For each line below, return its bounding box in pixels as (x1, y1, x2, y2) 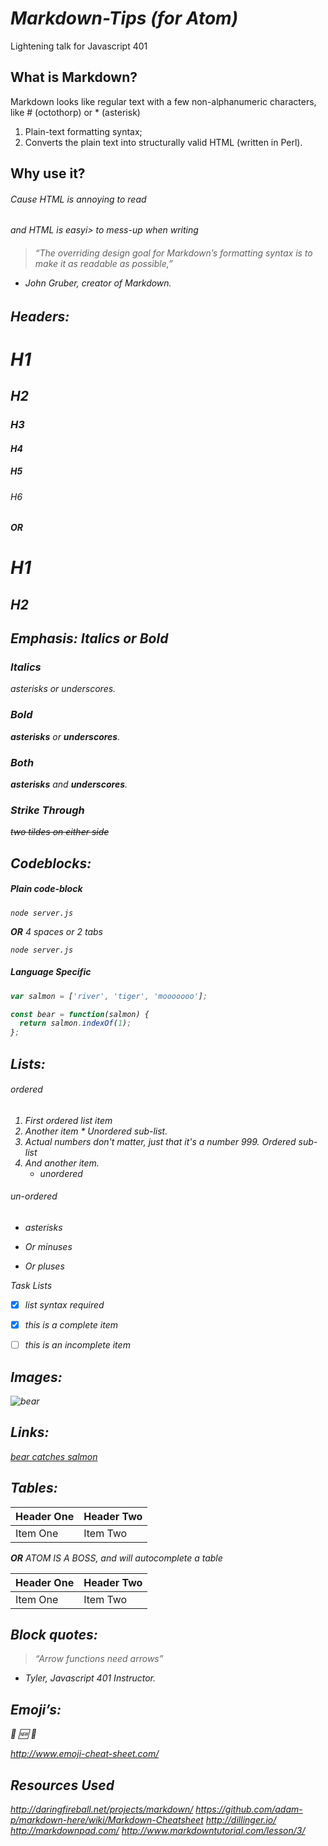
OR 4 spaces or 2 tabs (10, 925, 103, 937)
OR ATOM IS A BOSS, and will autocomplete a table (10, 1552, 223, 1564)
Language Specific (10, 966, 92, 978)
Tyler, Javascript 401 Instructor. (24, 1672, 156, 1684)
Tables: (10, 1480, 58, 1497)
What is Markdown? (10, 69, 138, 86)
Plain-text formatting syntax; (24, 125, 143, 137)
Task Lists (10, 1280, 53, 1291)
